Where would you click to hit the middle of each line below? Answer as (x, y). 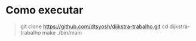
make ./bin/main (62, 32)
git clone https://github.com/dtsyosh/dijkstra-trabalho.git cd (94, 26)
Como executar (45, 10)
